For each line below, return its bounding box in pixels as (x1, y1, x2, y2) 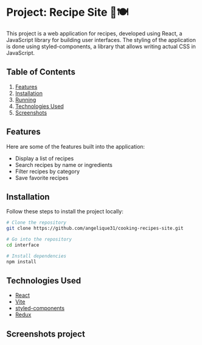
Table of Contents (6, 67, 76, 77)
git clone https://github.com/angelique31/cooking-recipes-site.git (6, 226, 184, 232)
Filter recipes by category (15, 168, 80, 175)
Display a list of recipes (15, 154, 74, 162)
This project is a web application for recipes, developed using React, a (6, 29, 183, 37)
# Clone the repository (6, 219, 67, 226)
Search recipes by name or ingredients (15, 161, 113, 168)
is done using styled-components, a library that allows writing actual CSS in (6, 43, 196, 50)
